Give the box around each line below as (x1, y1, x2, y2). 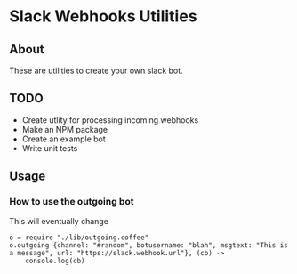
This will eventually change (9, 215, 109, 226)
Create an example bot (21, 133, 107, 144)
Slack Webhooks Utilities (9, 6, 197, 27)
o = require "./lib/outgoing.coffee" (9, 233, 149, 242)
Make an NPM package (21, 124, 108, 134)
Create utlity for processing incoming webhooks (21, 114, 199, 125)
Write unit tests (21, 142, 78, 153)
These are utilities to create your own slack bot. (9, 65, 184, 76)
